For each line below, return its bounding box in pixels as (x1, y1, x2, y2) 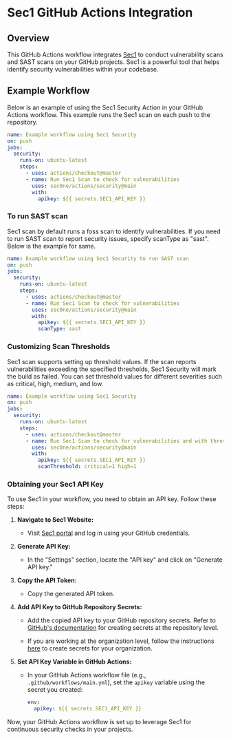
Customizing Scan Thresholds (7, 342, 111, 352)
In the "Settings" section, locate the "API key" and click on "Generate (27, 556, 223, 564)
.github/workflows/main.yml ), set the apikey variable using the (27, 678, 205, 686)
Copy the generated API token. (27, 590, 115, 598)
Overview (7, 32, 50, 44)
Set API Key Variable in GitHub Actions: (16, 657, 132, 666)
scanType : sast (37, 326, 81, 332)
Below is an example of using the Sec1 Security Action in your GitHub (7, 103, 203, 112)
